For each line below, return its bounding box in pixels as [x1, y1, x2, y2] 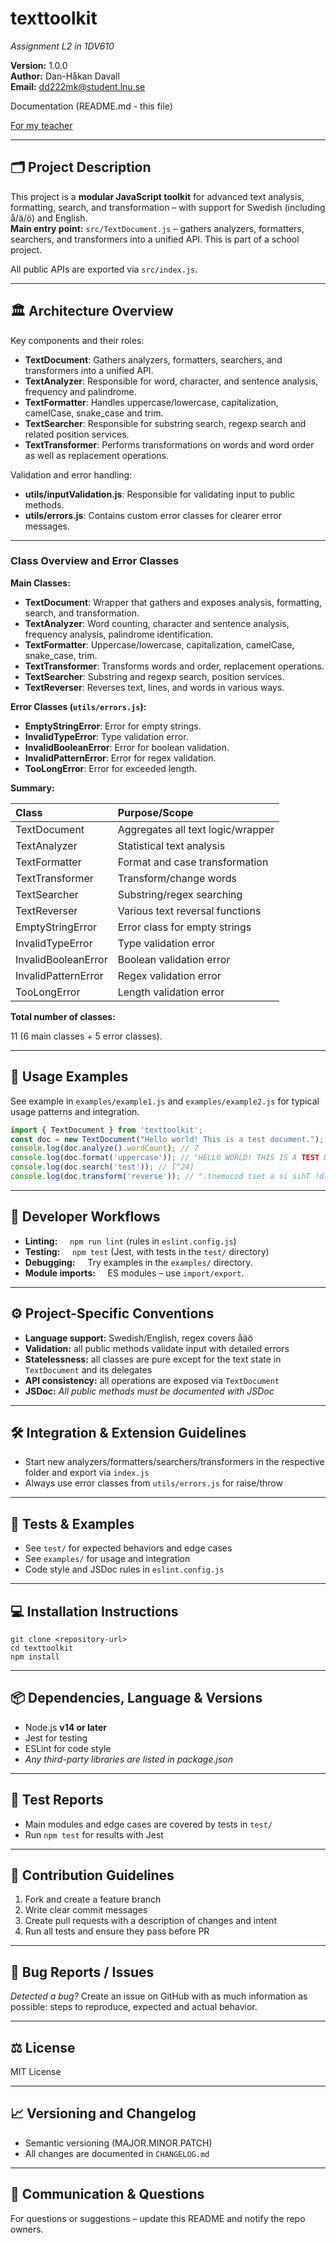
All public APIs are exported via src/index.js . [10, 263, 198, 275]
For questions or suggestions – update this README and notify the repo [10, 2212, 306, 2224]
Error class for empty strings [117, 920, 252, 934]
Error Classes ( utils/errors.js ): [10, 700, 147, 712]
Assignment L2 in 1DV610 [10, 40, 115, 52]
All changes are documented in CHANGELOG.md [24, 2147, 210, 2159]
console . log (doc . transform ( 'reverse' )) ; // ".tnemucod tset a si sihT [10, 1172, 311, 1182]
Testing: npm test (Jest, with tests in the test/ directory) [24, 1245, 270, 1257]
